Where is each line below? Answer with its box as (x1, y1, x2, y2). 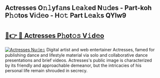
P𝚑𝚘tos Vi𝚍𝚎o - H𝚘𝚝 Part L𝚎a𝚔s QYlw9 (5, 12, 127, 20)
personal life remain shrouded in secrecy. (5, 68, 88, 73)
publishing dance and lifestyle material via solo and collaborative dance (5, 52, 148, 58)
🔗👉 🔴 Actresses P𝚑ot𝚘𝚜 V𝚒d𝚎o (5, 31, 104, 40)
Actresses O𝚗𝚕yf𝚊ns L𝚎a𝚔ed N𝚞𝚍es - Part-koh (5, 4, 152, 12)
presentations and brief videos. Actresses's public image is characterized (5, 58, 152, 63)
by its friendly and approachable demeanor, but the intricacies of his (5, 62, 142, 68)
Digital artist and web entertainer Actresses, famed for (46, 47, 155, 52)
